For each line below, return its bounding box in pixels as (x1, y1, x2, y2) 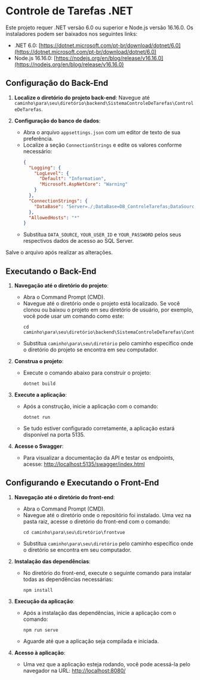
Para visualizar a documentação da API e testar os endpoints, (23, 455, 175, 462)
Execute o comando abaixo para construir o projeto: (23, 369, 152, 376)
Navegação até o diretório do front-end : (14, 493, 115, 500)
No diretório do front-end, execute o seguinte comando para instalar (23, 569, 192, 576)
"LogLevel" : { (34, 170, 69, 177)
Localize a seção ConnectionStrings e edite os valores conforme (23, 141, 182, 149)
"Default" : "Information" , (39, 176, 107, 182)
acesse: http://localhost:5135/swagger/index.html (23, 460, 145, 468)
